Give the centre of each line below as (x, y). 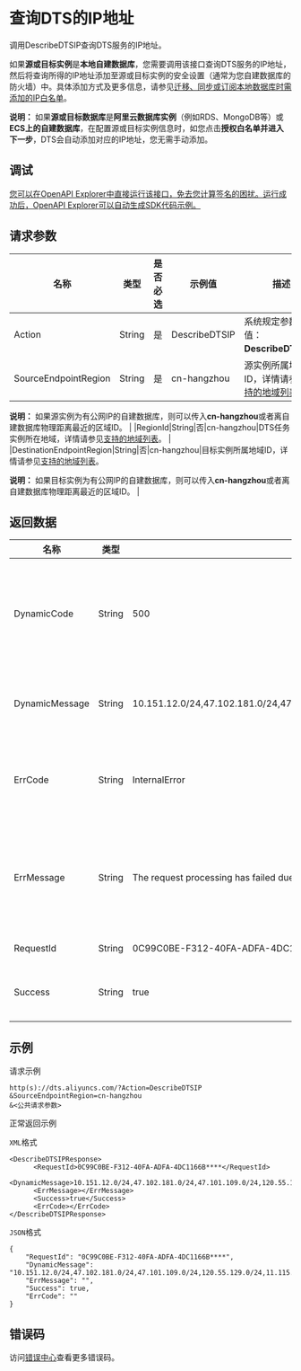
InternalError (159, 780)
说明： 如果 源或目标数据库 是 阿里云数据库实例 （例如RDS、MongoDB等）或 (146, 117)
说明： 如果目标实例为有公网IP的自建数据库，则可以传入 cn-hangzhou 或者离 (150, 480)
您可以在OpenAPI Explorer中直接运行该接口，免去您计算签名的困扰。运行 (144, 193)
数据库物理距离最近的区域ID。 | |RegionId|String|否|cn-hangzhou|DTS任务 (153, 427)
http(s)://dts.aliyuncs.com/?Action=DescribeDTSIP (106, 1088)
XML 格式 (23, 1143)
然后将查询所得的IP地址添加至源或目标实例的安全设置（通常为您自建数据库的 (150, 75)
